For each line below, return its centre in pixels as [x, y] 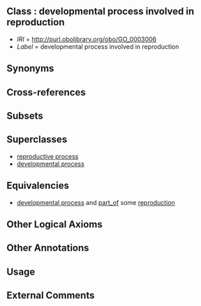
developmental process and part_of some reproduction [96, 202]
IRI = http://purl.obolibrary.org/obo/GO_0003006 [87, 39]
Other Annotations [48, 248]
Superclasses [37, 140]
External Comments [51, 296]
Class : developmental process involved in [100, 12]
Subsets [25, 115]
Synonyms [30, 69]
